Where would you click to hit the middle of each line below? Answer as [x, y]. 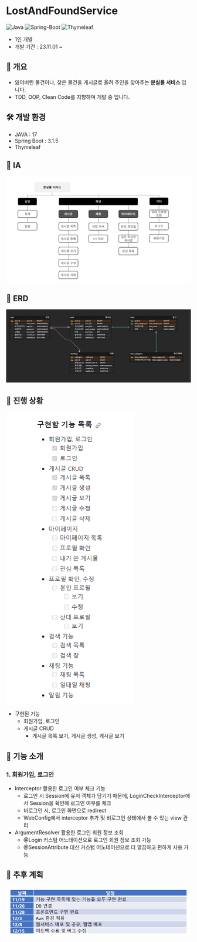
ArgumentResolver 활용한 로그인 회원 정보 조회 [69, 832]
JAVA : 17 [26, 134]
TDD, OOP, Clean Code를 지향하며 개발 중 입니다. [72, 97]
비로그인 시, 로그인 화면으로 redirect [65, 810]
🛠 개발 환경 [26, 117]
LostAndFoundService [62, 11]
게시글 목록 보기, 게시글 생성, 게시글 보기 [78, 736]
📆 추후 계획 [25, 875]
